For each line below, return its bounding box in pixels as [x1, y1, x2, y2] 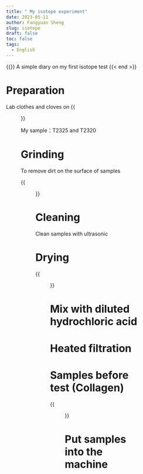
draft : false [6, 31, 38, 37]
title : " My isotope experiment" [6, 8, 88, 15]
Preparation [6, 84, 65, 97]
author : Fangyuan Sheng [6, 19, 64, 25]
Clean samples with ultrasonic [35, 230, 108, 237]
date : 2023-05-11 [6, 14, 49, 20]
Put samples [64, 433, 127, 446]
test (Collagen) [50, 381, 124, 395]
